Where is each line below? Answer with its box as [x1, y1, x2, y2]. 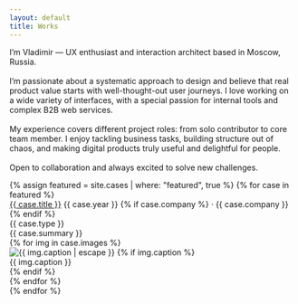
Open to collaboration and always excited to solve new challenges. [9, 162, 258, 173]
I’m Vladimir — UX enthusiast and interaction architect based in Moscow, [9, 46, 281, 57]
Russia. [9, 56, 37, 67]
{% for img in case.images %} [9, 237, 121, 248]
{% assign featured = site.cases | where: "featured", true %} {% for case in [9, 179, 290, 190]
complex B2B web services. [9, 104, 113, 115]
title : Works [9, 22, 59, 31]
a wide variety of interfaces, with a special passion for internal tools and [9, 94, 278, 105]
